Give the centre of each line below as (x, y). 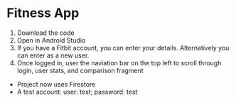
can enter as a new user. (53, 55)
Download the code (46, 33)
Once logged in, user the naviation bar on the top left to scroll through (119, 63)
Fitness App (43, 13)
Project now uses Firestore (56, 84)
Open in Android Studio (51, 40)
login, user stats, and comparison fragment (80, 70)
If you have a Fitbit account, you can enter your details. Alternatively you (123, 48)
